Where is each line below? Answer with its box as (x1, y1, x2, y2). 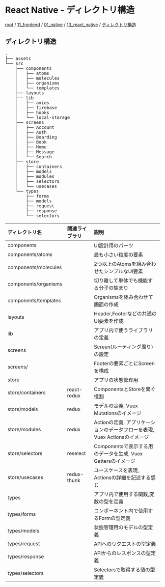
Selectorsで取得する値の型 (94, 566, 156, 573)
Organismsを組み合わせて (94, 293, 154, 300)
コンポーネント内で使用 (94, 507, 148, 514)
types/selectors (7, 569, 44, 576)
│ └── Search (15, 154, 52, 160)
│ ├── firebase (15, 105, 57, 111)
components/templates (7, 297, 61, 304)
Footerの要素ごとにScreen (94, 360, 155, 366)
